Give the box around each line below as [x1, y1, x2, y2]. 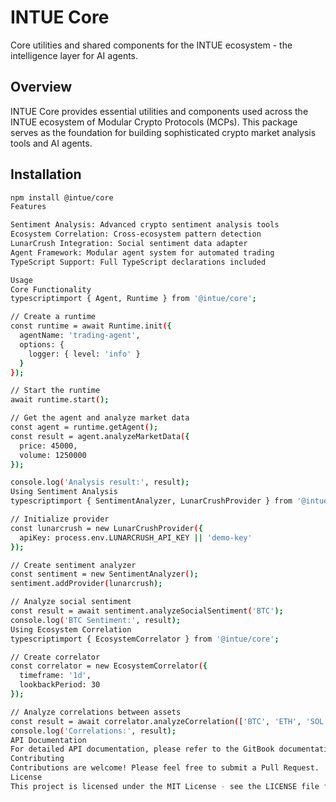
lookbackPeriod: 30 [19, 680, 101, 690]
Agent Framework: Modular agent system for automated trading [10, 247, 275, 258]
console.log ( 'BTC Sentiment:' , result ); [10, 615, 182, 625]
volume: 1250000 [19, 450, 87, 460]
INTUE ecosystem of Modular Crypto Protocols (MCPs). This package [10, 116, 298, 128]
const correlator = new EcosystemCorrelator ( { [10, 661, 208, 671]
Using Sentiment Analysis [10, 487, 118, 497]
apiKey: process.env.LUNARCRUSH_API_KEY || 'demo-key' [19, 532, 253, 543]
